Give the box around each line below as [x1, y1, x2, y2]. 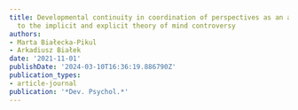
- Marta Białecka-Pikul [9, 37, 98, 47]
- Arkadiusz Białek [9, 46, 82, 55]
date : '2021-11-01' [9, 54, 82, 63]
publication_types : [9, 71, 82, 80]
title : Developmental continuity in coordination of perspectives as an [9, 12, 284, 22]
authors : [9, 29, 42, 38]
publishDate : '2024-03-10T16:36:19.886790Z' [9, 63, 176, 72]
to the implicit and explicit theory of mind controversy [17, 21, 237, 30]
